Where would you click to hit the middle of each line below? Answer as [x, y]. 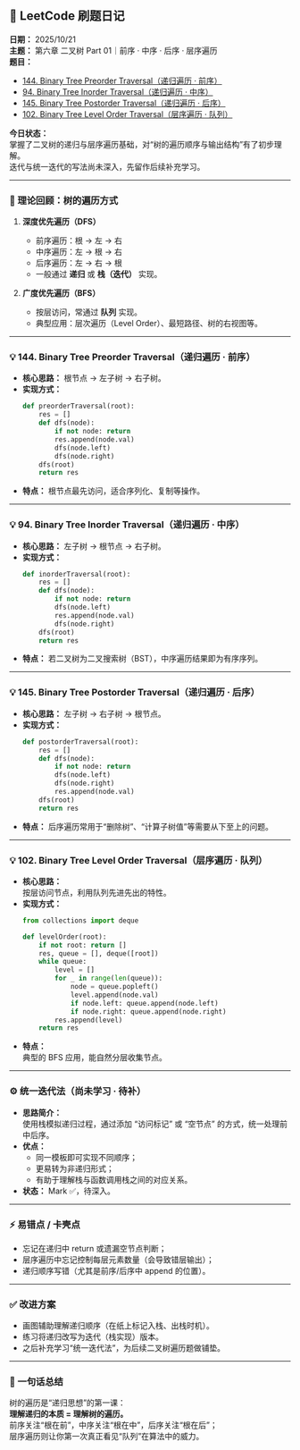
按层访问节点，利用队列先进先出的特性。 [96, 892]
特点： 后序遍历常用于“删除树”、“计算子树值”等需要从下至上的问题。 [148, 826]
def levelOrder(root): [64, 937]
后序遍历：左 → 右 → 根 [79, 263]
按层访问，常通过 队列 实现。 [89, 312]
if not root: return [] [83, 945]
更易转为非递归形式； [75, 1168]
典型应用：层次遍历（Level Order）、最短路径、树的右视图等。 [149, 324]
